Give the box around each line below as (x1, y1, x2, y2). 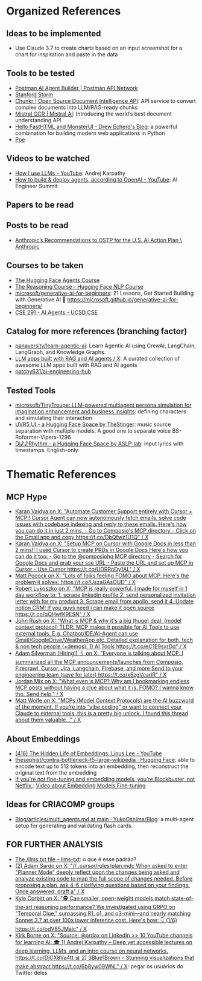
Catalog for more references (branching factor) (6, 326, 188, 336)
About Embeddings (6, 733, 80, 744)
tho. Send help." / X (14, 691, 64, 698)
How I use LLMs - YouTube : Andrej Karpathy (14, 169, 125, 177)
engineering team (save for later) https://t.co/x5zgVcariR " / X (14, 671, 167, 678)
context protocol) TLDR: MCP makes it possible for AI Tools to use (14, 623, 180, 631)
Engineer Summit (14, 182, 58, 189)
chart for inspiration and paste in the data (14, 51, 118, 58)
